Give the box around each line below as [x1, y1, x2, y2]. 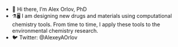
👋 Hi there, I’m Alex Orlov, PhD [11, 6, 87, 12]
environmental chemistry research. [11, 27, 98, 34]
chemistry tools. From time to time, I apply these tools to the [11, 21, 161, 28]
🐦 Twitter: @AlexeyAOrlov [11, 34, 78, 41]
